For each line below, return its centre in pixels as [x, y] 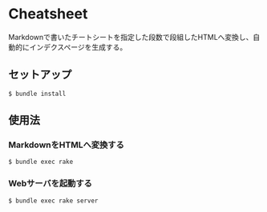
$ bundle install [37, 94]
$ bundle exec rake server [53, 201]
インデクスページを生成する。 [78, 47]
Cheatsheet [48, 14]
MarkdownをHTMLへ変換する [66, 145]
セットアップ [40, 75]
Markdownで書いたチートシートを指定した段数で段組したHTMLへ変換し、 [131, 37]
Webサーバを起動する [50, 183]
